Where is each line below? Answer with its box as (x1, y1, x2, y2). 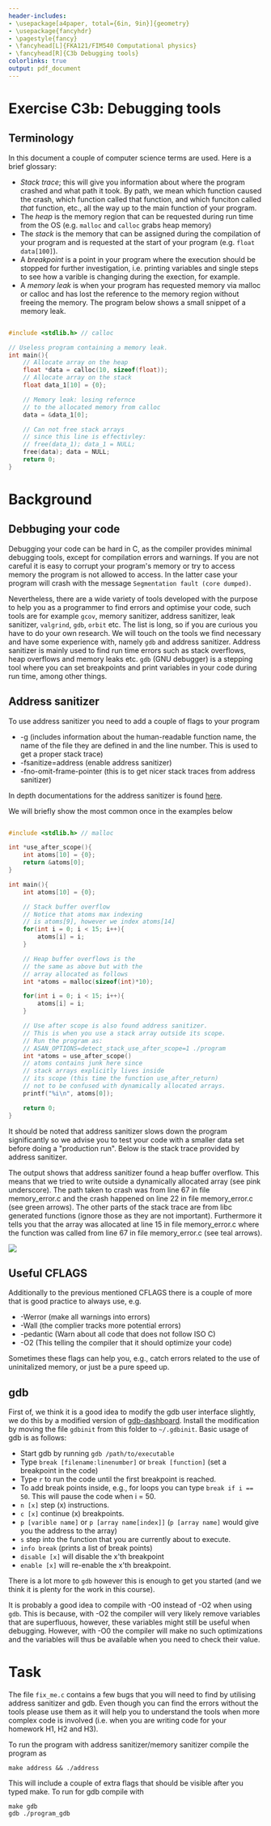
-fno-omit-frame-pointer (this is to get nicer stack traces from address (19, 766, 256, 776)
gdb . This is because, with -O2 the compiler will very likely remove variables (8, 1609, 260, 1619)
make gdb (8, 1803, 38, 1811)
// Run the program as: (23, 1036, 104, 1044)
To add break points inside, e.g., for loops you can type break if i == (19, 1483, 254, 1493)
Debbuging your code (8, 523, 121, 536)
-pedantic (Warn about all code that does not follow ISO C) (19, 1329, 216, 1339)
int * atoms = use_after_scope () (23, 1052, 132, 1060)
